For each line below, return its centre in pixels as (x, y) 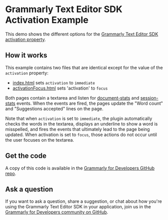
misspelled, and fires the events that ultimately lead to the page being (78, 129)
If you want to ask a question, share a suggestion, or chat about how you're (84, 201)
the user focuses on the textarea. (40, 140)
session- (150, 98)
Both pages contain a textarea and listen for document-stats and (72, 98)
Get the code (26, 156)
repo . (11, 173)
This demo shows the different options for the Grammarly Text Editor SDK (82, 34)
